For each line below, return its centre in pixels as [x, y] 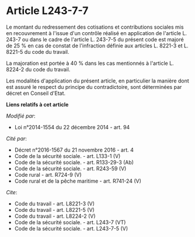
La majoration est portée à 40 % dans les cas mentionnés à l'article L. [90, 63]
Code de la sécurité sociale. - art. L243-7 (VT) [70, 222]
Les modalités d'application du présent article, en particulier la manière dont [98, 81]
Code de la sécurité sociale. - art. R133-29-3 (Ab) [74, 162]
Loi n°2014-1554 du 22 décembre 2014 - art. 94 [72, 127]
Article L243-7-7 [47, 11]
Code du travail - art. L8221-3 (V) [55, 204]
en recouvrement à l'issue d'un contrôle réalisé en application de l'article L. [97, 33]
